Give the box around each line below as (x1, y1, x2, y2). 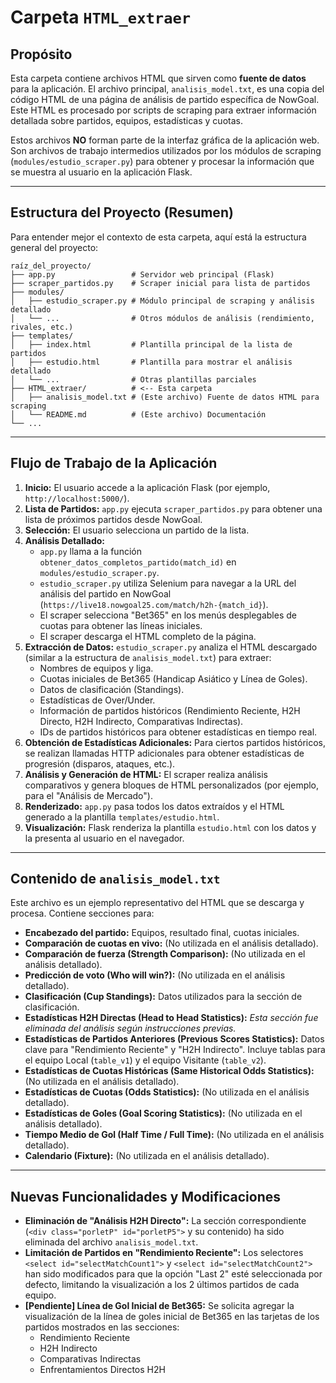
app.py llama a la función (39, 545, 142, 557)
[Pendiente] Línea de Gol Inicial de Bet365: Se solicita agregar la (24, 1300, 295, 1312)
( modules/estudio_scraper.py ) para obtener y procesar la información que (10, 156, 315, 167)
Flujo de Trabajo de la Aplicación (10, 455, 218, 472)
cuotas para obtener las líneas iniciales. (39, 619, 203, 631)
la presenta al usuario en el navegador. (24, 832, 185, 844)
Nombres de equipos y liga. (39, 662, 154, 674)
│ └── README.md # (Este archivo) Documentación (10, 409, 267, 420)
